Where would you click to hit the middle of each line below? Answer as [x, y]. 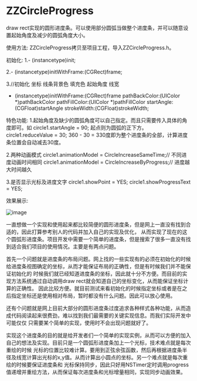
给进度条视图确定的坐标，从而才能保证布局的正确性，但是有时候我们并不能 [96, 266]
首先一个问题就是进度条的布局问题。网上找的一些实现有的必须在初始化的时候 [98, 259]
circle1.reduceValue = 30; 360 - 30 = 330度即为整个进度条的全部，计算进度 [97, 135]
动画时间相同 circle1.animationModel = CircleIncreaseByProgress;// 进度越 [101, 162]
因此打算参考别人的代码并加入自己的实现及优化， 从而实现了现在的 [102, 232]
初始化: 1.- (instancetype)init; [41, 60]
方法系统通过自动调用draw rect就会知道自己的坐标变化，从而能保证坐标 [97, 281]
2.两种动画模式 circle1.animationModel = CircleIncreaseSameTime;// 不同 [94, 154]
